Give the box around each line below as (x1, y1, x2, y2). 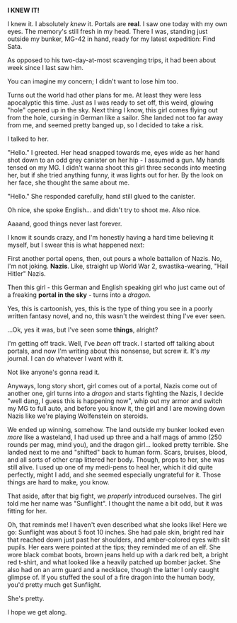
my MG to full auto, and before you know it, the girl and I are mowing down (7, 404, 225, 412)
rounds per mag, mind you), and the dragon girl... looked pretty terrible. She (7, 441, 229, 448)
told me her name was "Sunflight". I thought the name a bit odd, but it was (7, 499, 223, 508)
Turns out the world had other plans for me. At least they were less (7, 91, 202, 99)
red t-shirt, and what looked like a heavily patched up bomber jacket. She (7, 558, 221, 566)
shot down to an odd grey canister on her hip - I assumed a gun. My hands (7, 156, 225, 164)
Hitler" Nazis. (7, 269, 46, 278)
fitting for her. (7, 507, 47, 515)
